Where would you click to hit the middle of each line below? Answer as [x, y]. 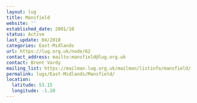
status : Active [25, 35]
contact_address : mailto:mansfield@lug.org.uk [66, 57]
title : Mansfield [28, 18]
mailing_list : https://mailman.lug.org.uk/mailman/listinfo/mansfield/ [98, 68]
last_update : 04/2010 [34, 40]
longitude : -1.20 [34, 91]
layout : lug [21, 12]
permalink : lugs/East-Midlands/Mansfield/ [61, 74]
